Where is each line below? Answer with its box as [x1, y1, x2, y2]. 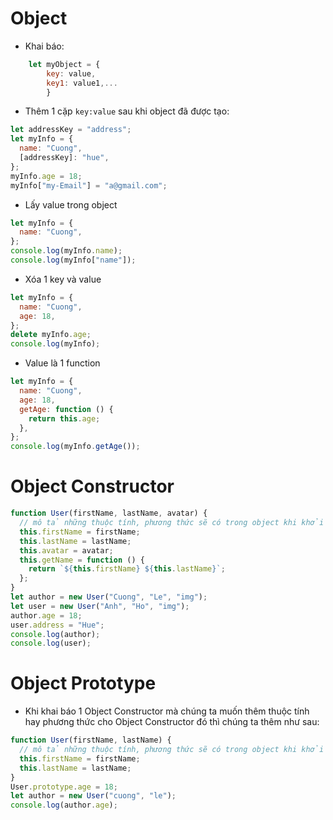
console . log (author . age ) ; [10, 800, 118, 811]
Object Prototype [10, 672, 157, 695]
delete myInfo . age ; [10, 330, 92, 340]
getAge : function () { [19, 404, 114, 414]
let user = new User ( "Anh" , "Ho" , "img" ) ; [10, 601, 190, 611]
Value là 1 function [24, 357, 101, 369]
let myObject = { [28, 59, 101, 69]
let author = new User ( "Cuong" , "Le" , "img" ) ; [10, 592, 208, 602]
